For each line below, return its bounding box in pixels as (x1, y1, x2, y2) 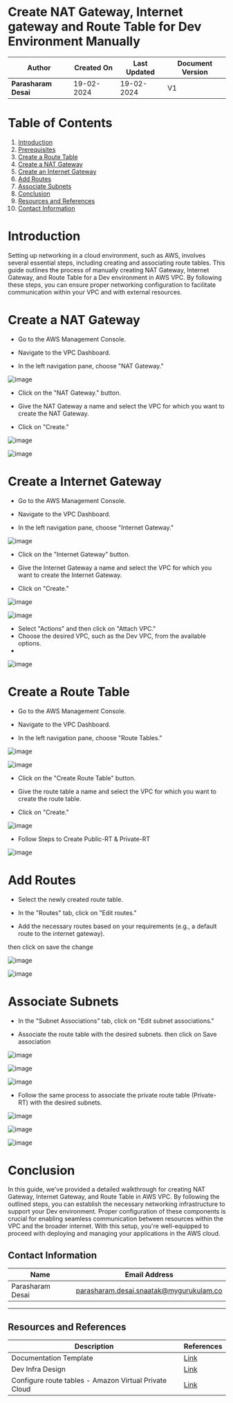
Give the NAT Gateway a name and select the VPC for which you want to (17, 402, 225, 410)
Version (181, 67, 208, 77)
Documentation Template (11, 1353, 93, 1363)
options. (17, 639, 41, 647)
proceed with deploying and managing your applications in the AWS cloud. (8, 1230, 221, 1238)
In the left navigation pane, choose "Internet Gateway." (17, 523, 174, 531)
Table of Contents (8, 115, 113, 131)
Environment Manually (8, 34, 140, 49)
